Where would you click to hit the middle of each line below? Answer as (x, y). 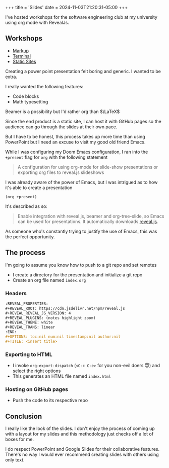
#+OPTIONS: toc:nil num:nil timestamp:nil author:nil (63, 337)
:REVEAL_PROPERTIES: (27, 304)
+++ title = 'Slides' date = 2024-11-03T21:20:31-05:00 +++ (66, 7)
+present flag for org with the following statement (57, 157)
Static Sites (24, 61)
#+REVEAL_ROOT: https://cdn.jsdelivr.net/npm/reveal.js (65, 308)
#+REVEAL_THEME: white (29, 322)
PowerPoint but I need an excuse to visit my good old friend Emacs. (75, 142)
